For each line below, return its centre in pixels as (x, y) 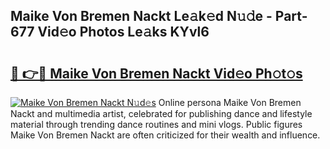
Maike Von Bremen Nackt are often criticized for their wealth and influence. (165, 135)
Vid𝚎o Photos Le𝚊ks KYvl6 (123, 32)
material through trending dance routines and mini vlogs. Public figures (156, 124)
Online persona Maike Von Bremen (230, 102)
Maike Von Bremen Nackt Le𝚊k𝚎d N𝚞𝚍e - (141, 16)
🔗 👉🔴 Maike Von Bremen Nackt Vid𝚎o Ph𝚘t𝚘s (156, 73)
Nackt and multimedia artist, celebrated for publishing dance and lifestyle (161, 113)
